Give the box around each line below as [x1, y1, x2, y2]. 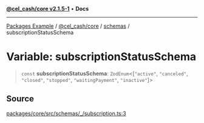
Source [6, 93, 35, 104]
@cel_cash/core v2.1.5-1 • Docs [6, 5, 89, 12]
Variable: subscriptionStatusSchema [6, 50, 196, 64]
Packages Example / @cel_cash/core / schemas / [6, 22, 130, 30]
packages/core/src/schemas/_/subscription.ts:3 [6, 110, 126, 117]
